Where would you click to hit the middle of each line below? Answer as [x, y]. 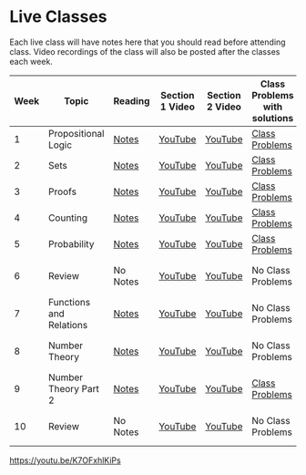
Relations [68, 325]
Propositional [76, 133]
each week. [31, 61]
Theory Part [74, 388]
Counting [68, 218]
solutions [273, 118]
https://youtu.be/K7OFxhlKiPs [65, 460]
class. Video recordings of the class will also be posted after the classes [145, 51]
